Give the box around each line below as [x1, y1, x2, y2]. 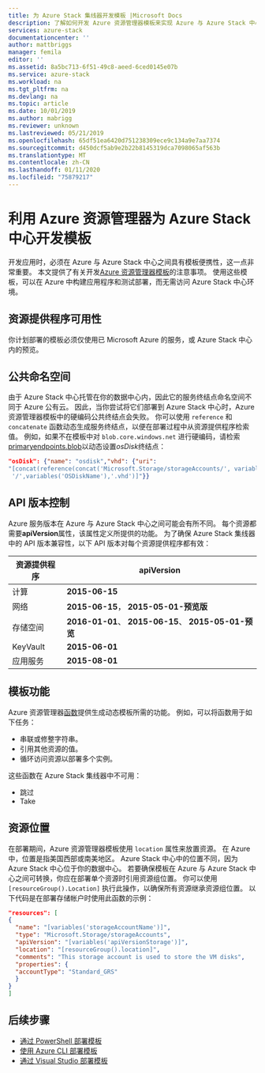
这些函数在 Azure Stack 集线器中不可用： [8, 770, 142, 780]
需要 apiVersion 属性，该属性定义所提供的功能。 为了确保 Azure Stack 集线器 [8, 528, 256, 538]
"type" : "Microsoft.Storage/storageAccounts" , [15, 931, 171, 939]
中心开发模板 [8, 230, 92, 247]
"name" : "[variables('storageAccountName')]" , [15, 924, 171, 931]
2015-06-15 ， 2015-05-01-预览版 [66, 601, 208, 612]
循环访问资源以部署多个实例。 [19, 754, 117, 763]
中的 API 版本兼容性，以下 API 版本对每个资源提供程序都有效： [8, 538, 211, 548]
